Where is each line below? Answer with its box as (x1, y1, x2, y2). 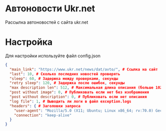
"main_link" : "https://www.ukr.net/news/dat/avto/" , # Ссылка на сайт (9, 67, 158, 72)
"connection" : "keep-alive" (14, 113, 72, 118)
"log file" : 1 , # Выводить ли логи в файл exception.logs (9, 99, 132, 104)
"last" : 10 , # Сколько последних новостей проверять (9, 71, 121, 76)
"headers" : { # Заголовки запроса (9, 103, 81, 108)
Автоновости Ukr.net (5, 3, 95, 14)
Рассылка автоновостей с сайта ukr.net (5, 19, 88, 25)
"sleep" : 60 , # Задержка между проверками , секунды (9, 76, 119, 81)
